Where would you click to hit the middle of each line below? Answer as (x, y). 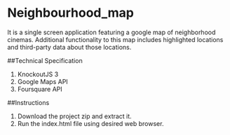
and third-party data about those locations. (69, 47)
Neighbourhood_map (71, 13)
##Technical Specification (45, 60)
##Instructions (28, 102)
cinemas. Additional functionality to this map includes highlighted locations (115, 39)
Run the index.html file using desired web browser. (90, 123)
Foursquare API (40, 89)
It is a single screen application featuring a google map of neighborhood (111, 32)
